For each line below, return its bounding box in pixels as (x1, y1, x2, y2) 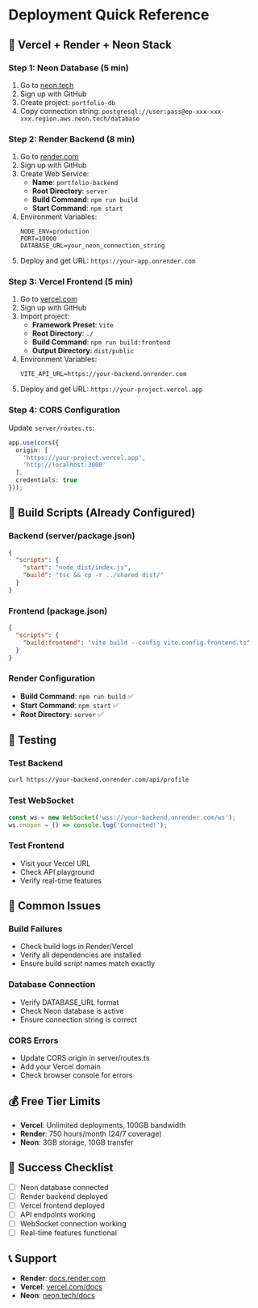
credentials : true (15, 476, 78, 484)
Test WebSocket (8, 795, 74, 806)
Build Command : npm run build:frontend (31, 337, 171, 347)
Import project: (19, 311, 70, 321)
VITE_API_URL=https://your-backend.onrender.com (19, 370, 187, 378)
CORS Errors (8, 1035, 59, 1046)
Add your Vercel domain (19, 1061, 101, 1071)
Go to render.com (19, 152, 79, 162)
